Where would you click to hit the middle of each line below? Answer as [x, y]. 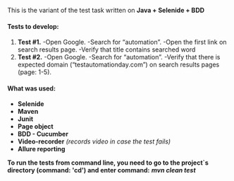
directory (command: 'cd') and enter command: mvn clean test [101, 170]
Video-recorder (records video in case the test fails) [94, 141]
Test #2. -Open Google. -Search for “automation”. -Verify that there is [119, 57]
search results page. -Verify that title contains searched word [106, 49]
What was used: [32, 88]
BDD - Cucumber [43, 134]
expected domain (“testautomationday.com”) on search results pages [118, 65]
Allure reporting [41, 149]
